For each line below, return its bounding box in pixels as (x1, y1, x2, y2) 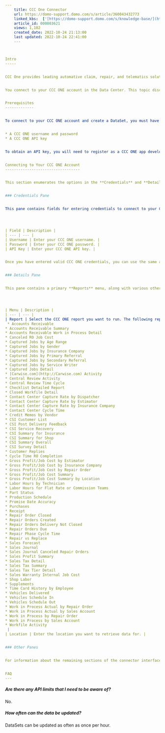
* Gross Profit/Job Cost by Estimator (5, 458, 84, 463)
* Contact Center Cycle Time (5, 408, 65, 413)
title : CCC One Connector (14, 7, 67, 12)
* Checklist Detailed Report (5, 385, 65, 390)
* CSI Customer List (5, 417, 48, 422)
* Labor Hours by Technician (5, 481, 65, 486)
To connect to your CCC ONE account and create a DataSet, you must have (5, 118, 160, 123)
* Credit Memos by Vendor (5, 413, 58, 418)
